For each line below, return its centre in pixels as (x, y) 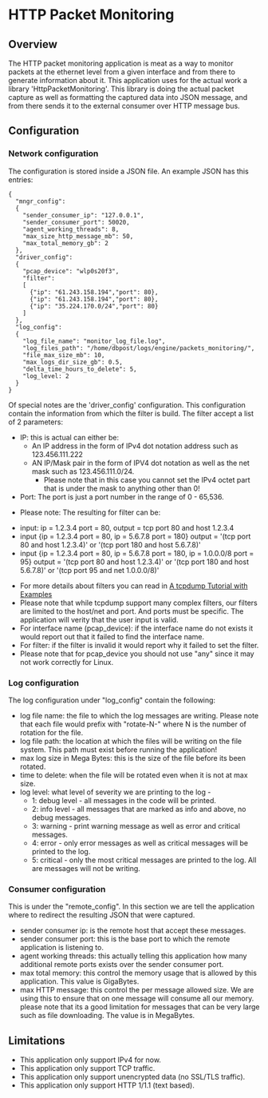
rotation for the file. (51, 732)
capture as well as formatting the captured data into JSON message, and (128, 97)
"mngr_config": (41, 201)
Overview (33, 44)
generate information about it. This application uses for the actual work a (128, 80)
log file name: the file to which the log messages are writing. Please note (139, 715)
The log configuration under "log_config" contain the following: (112, 700)
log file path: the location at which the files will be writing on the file (130, 741)
